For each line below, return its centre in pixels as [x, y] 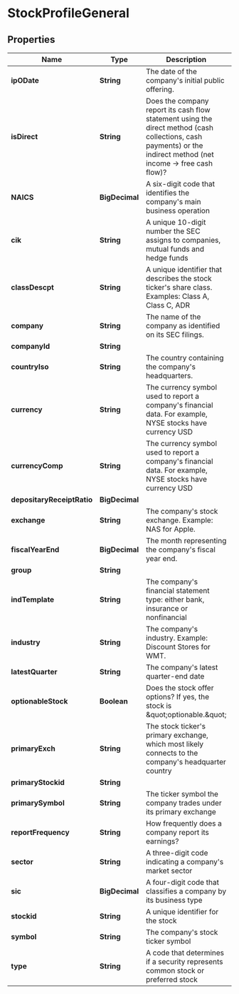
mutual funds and [175, 249]
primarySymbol [38, 803]
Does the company [177, 101]
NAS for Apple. [170, 529]
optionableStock [39, 701]
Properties [31, 40]
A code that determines [185, 953]
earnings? [162, 841]
